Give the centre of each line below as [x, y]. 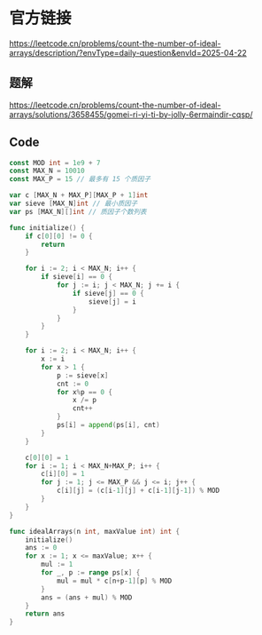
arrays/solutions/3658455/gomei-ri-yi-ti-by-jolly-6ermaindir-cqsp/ [131, 114]
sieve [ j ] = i [112, 302]
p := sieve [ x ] [82, 375]
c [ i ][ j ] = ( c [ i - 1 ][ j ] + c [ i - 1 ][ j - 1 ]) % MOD [138, 491]
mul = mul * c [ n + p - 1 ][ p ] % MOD [114, 581]
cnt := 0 [73, 384]
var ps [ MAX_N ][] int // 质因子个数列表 [78, 211]
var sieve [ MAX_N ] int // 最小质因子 [73, 204]
